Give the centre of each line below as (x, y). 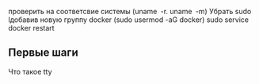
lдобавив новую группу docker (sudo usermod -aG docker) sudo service (129, 20)
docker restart (31, 28)
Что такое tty (30, 71)
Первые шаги (43, 53)
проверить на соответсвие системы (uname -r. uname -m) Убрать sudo (130, 11)
